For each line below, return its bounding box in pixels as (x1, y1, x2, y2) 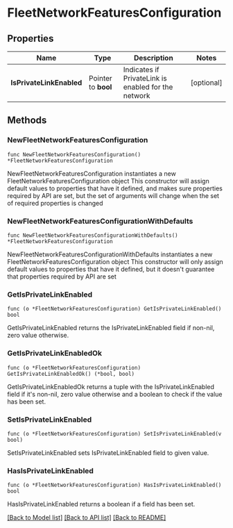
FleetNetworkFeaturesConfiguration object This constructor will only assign (7, 257, 223, 265)
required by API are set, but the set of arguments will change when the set (7, 191, 220, 199)
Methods (7, 115, 47, 126)
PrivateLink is (123, 74, 168, 83)
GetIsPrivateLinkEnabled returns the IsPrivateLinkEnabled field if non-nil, (7, 324, 215, 332)
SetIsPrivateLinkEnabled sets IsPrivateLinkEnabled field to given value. (7, 448, 209, 456)
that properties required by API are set (7, 272, 116, 281)
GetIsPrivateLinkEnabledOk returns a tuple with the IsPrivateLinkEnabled (7, 382, 215, 390)
